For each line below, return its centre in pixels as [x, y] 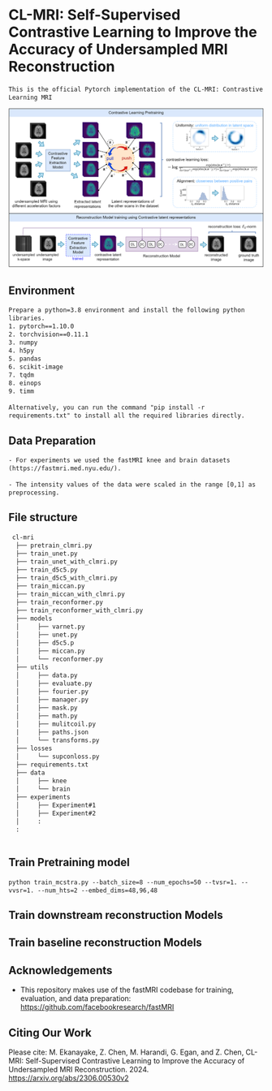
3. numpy [23, 343]
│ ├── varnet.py [50, 627]
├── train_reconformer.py [60, 602]
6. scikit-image [36, 367]
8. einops [25, 383]
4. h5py [22, 351]
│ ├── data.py [47, 675]
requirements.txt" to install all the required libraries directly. [127, 416]
